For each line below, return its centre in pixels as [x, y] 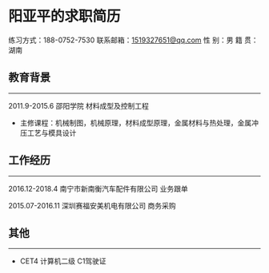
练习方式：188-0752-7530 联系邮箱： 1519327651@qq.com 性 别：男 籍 [125, 40]
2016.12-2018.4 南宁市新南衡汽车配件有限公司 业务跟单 [98, 188]
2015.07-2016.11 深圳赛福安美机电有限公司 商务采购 [92, 205]
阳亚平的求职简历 [65, 16]
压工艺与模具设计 [48, 133]
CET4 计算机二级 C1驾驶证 [63, 261]
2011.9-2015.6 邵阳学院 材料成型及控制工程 [79, 105]
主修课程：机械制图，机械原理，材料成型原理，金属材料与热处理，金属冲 [139, 123]
